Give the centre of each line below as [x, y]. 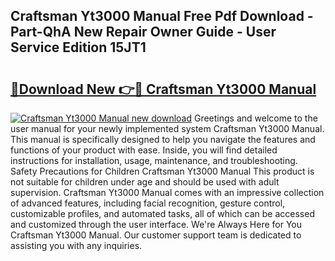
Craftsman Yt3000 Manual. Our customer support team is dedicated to [156, 235]
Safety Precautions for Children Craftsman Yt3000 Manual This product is [162, 171]
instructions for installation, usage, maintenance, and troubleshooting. [154, 160]
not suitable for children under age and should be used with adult [145, 182]
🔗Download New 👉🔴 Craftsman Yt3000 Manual [163, 89]
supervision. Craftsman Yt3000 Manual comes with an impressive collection [167, 192]
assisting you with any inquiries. [76, 245]
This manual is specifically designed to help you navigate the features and [163, 139]
